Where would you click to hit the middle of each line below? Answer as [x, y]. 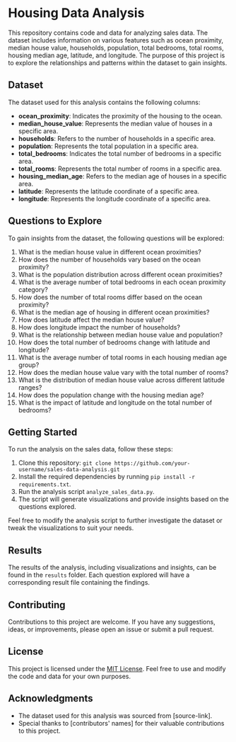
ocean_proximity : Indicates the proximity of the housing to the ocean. [120, 116]
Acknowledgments [51, 698]
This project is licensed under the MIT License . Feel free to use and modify [117, 668]
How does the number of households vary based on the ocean [109, 259]
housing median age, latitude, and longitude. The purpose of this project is [117, 55]
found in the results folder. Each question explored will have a [99, 575]
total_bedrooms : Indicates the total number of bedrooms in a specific [120, 153]
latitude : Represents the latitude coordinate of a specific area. [109, 191]
